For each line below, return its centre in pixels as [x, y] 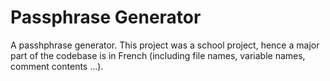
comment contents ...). [57, 66]
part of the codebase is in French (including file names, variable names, [158, 55]
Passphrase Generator [106, 17]
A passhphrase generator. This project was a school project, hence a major [165, 45]
